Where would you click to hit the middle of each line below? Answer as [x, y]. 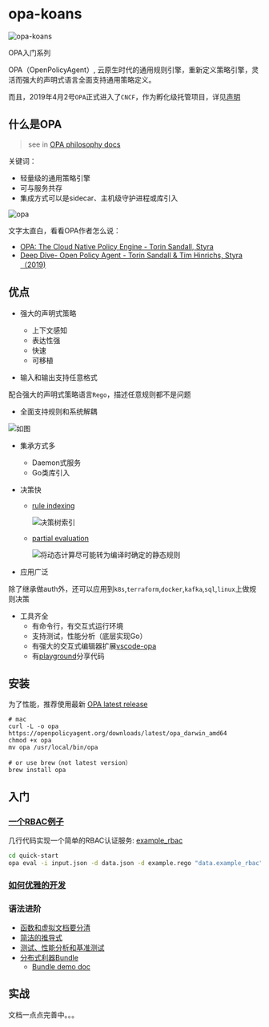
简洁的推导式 [41, 938]
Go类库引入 [51, 472]
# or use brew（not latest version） [70, 763]
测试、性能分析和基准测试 [62, 948]
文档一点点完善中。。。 [43, 1014]
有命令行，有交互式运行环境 [78, 625]
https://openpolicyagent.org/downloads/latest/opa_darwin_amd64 [118, 734]
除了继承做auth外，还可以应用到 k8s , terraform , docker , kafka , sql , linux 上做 [129, 588]
